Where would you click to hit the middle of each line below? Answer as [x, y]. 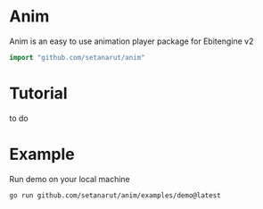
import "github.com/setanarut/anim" [77, 57]
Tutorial [39, 93]
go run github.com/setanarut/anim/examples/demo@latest [115, 195]
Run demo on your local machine [70, 179]
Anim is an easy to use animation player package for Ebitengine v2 [131, 41]
